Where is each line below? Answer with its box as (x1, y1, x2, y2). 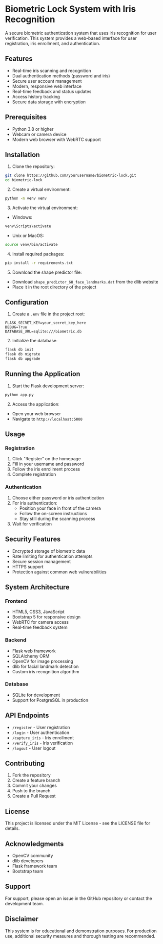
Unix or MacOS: (12, 233, 44, 238)
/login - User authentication (12, 730, 70, 735)
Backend (5, 637, 27, 643)
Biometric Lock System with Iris (5, 3, 136, 15)
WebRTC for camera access (12, 619, 69, 625)
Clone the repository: (12, 164, 55, 169)
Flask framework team (12, 863, 58, 869)
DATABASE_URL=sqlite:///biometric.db (5, 329, 82, 334)
